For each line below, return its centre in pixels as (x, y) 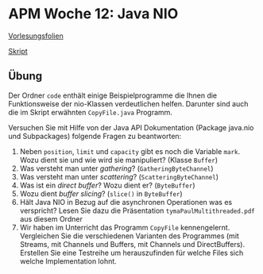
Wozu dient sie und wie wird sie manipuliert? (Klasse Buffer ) (119, 160)
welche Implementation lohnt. (68, 261)
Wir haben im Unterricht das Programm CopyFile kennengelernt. (125, 227)
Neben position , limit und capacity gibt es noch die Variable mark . (130, 151)
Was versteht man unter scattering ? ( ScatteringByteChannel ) (119, 176)
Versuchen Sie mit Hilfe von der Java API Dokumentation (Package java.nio (131, 127)
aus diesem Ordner (51, 218)
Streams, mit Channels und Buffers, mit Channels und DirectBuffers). (132, 244)
